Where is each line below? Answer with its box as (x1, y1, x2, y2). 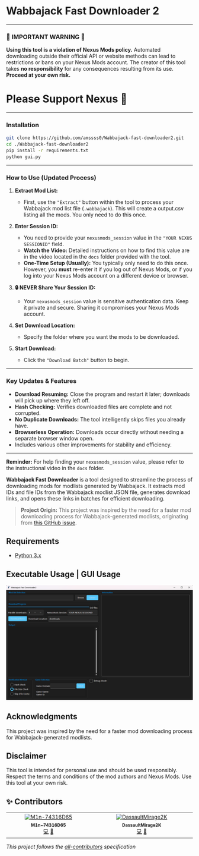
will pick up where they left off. (14, 396, 90, 404)
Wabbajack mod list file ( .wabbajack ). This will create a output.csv (23, 205, 184, 212)
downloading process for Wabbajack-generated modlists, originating (20, 512, 188, 520)
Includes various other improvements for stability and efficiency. (14, 441, 172, 448)
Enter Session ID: (14, 223, 58, 230)
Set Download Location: (14, 322, 75, 329)
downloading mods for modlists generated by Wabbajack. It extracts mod (6, 482, 185, 489)
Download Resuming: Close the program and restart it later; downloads (14, 391, 190, 398)
